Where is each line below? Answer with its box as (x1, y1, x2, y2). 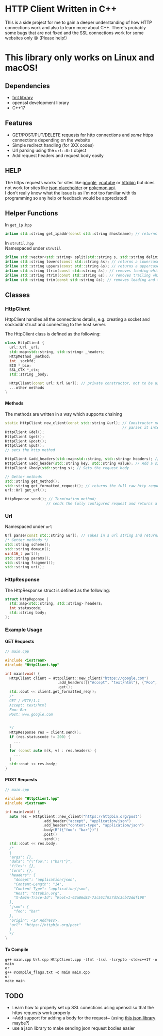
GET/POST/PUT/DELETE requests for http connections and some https (12, 132, 153, 138)
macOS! (5, 62, 38, 73)
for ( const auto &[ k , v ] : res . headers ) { (9, 748, 97, 753)
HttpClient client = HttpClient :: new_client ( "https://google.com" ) (9, 676, 149, 681)
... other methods (9, 386, 45, 390)
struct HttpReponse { (5, 597, 49, 601)
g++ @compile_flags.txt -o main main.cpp (5, 970, 90, 975)
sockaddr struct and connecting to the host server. (5, 322, 107, 328)
